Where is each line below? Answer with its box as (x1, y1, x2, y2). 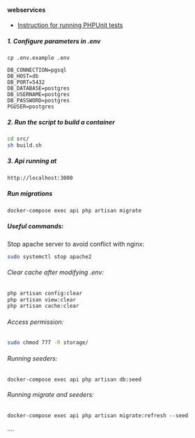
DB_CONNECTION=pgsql (7, 67, 68, 74)
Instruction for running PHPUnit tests (17, 21, 123, 29)
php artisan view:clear (7, 296, 77, 303)
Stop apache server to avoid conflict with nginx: (7, 240, 145, 248)
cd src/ (7, 136, 30, 143)
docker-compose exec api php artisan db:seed (7, 376, 141, 383)
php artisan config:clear (7, 290, 82, 297)
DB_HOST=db (7, 73, 39, 80)
